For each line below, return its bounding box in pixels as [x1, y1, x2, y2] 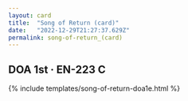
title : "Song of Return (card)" [8, 19, 119, 27]
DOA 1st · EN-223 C [8, 62, 106, 76]
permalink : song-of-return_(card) [8, 33, 123, 42]
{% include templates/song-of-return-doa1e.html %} [8, 84, 181, 93]
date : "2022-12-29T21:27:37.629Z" [8, 26, 130, 34]
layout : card [8, 11, 52, 20]
